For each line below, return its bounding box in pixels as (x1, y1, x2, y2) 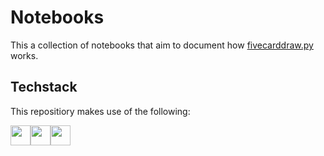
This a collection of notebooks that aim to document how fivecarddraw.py (10, 39, 314, 51)
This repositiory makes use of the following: (10, 105, 191, 117)
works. (10, 49, 39, 61)
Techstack (10, 79, 78, 96)
